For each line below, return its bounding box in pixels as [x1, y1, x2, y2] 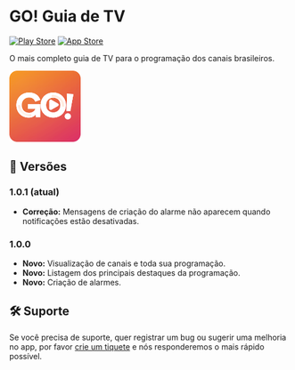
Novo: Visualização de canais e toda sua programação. [21, 258, 226, 269]
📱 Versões [9, 159, 68, 174]
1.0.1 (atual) [9, 186, 60, 198]
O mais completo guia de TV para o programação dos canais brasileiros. [9, 52, 275, 63]
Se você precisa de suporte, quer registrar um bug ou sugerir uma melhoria [9, 332, 287, 342]
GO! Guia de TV [9, 6, 127, 27]
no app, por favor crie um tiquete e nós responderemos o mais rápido [9, 341, 265, 352]
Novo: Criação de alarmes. [21, 277, 122, 287]
